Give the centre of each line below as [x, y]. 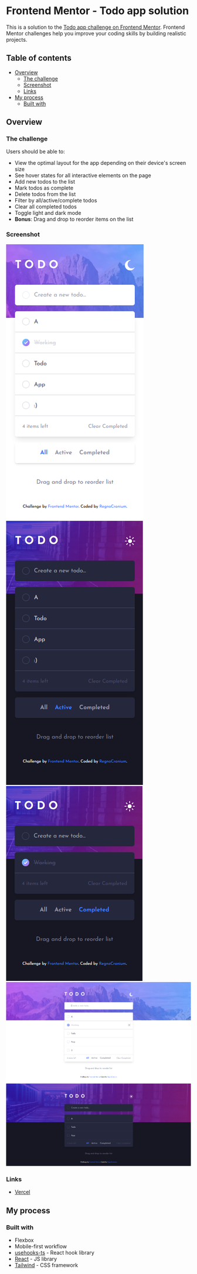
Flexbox [24, 1240]
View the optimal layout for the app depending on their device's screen [100, 163]
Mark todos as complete [44, 188]
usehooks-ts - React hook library [55, 1253]
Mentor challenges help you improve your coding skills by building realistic [96, 33]
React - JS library [36, 1259]
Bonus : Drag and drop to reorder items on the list [74, 219]
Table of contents [39, 58]
